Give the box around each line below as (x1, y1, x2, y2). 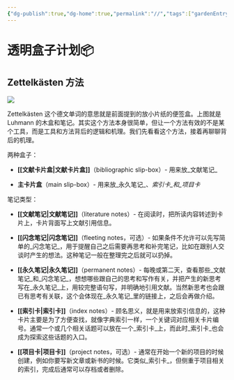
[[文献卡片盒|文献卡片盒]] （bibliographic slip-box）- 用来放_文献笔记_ (17, 165, 218, 174)
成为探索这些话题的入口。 (17, 333, 91, 341)
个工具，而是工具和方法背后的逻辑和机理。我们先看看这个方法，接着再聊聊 (7, 127, 221, 135)
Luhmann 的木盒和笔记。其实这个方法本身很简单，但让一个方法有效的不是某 (7, 118, 225, 126)
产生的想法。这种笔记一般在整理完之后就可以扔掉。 (29, 250, 176, 259)
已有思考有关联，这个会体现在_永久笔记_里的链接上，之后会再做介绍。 (17, 291, 219, 300)
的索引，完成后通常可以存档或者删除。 (17, 365, 127, 373)
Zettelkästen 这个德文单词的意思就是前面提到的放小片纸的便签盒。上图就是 (7, 109, 221, 118)
